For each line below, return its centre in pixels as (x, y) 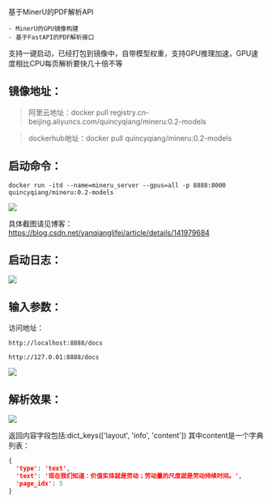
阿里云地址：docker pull (68, 112)
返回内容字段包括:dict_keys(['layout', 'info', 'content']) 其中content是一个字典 (136, 436)
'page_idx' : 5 (39, 484)
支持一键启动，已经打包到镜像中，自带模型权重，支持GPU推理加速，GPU (130, 53)
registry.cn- (130, 112)
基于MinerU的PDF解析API (51, 12)
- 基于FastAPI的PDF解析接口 (51, 37)
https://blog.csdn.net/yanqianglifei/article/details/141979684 (109, 232)
